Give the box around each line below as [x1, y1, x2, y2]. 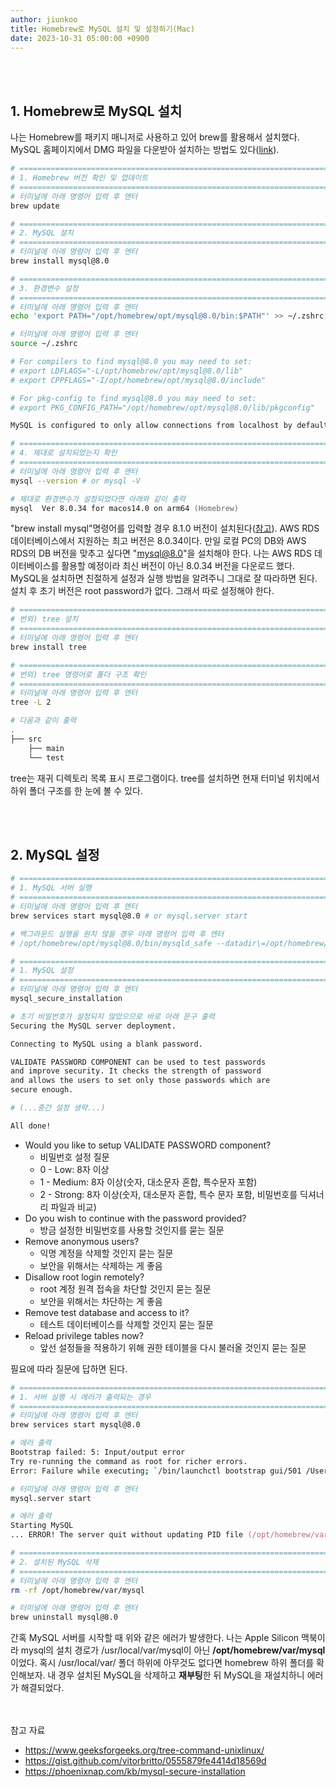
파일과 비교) [50, 1201, 97, 1213]
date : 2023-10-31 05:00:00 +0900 [10, 33, 150, 43]
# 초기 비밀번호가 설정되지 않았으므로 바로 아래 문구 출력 [10, 1011, 215, 1021]
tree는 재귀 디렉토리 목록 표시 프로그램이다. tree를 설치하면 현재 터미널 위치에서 [10, 772, 320, 784]
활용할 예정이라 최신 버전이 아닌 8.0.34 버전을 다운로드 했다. [61, 560, 295, 572]
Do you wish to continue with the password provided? [24, 1212, 247, 1224]
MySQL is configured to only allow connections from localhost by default [10, 421, 329, 431]
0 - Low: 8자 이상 [39, 1163, 110, 1175]
